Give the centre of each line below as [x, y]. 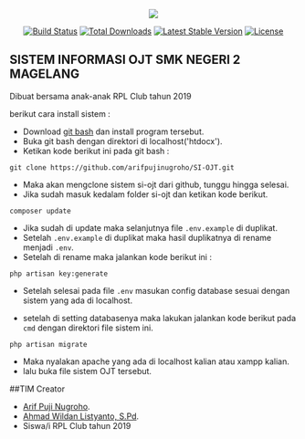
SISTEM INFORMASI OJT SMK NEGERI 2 [125, 60]
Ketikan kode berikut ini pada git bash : [96, 151]
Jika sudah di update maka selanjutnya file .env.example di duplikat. [150, 227]
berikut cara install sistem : [60, 113]
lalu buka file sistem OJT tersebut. [87, 371]
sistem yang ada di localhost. [78, 300]
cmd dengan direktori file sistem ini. [88, 328]
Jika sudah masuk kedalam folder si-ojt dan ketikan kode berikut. [145, 194]
